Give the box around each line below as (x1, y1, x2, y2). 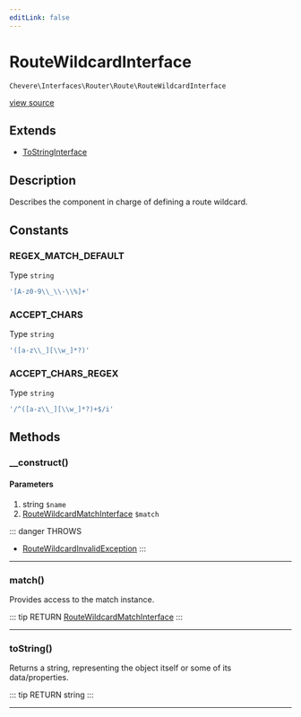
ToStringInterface (21, 147, 88, 158)
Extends (9, 123, 56, 138)
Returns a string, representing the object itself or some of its (9, 662, 232, 673)
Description (9, 172, 76, 188)
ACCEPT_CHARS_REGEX (9, 367, 119, 379)
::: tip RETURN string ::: (9, 689, 94, 700)
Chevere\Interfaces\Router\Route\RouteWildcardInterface (9, 82, 227, 91)
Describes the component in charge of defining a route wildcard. (9, 196, 248, 207)
